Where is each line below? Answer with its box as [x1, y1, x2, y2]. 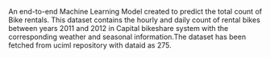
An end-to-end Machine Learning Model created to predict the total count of [8, 7, 263, 16]
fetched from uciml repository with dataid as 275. [8, 41, 172, 50]
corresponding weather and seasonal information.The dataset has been [8, 32, 247, 41]
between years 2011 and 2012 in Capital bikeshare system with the [8, 24, 229, 33]
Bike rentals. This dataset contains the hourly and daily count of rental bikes [8, 15, 260, 25]
